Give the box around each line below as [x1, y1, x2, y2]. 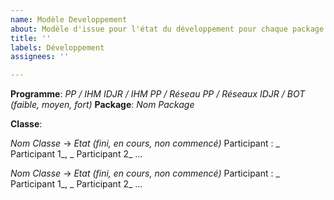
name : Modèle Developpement [10, 14, 128, 25]
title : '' [10, 33, 52, 43]
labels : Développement [10, 42, 105, 53]
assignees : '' [10, 52, 70, 62]
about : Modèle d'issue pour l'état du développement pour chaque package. [10, 24, 329, 34]
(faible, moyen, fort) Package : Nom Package [10, 99, 195, 111]
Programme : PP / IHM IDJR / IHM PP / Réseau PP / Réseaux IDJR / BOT [10, 88, 306, 100]
